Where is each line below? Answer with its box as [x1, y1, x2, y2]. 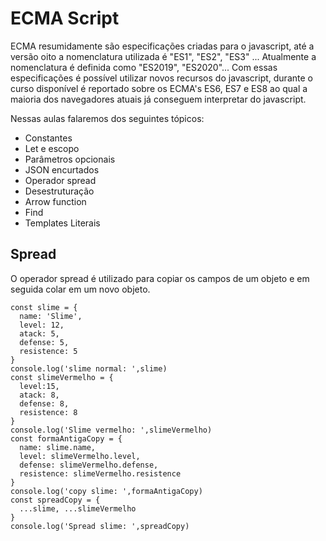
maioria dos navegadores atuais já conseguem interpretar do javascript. [10, 93, 307, 105]
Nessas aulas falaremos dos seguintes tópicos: [10, 112, 205, 124]
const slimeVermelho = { [10, 372, 114, 382]
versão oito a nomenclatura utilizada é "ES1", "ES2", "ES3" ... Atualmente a [10, 50, 317, 62]
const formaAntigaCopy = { [10, 433, 123, 444]
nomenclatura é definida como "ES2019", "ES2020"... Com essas [10, 61, 278, 73]
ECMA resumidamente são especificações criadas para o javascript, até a [10, 40, 315, 52]
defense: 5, [19, 337, 70, 347]
